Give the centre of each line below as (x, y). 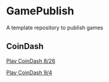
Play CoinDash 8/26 (31, 60)
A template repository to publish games (55, 28)
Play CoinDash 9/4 (29, 72)
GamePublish (40, 11)
